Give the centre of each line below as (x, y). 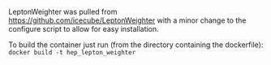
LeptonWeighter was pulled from (63, 12)
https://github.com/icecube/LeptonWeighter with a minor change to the (127, 20)
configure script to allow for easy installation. (84, 29)
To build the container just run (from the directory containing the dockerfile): (136, 45)
